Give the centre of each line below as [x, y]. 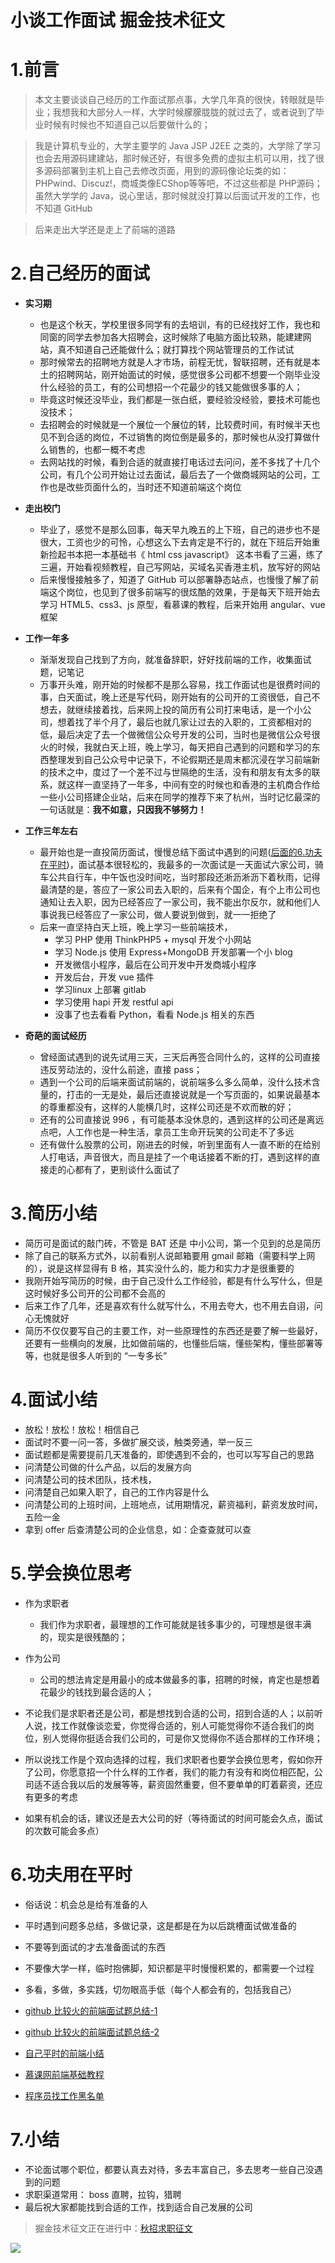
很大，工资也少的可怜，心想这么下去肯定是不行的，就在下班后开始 [175, 542]
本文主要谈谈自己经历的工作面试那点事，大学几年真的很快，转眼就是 [175, 100]
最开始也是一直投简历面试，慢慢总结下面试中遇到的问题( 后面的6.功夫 [181, 852]
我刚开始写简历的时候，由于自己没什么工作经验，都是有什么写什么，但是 [173, 1280]
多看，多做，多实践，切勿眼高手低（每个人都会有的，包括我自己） [160, 1989]
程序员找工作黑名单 [64, 2095]
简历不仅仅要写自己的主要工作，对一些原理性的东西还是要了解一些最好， [173, 1330]
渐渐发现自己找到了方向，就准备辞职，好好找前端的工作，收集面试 [175, 660]
